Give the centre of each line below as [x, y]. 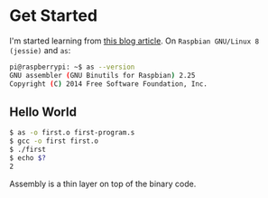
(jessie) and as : [40, 50]
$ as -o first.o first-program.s [72, 133]
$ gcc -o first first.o [54, 141]
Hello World [43, 112]
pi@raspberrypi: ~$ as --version [72, 67]
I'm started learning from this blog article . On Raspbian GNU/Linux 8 [134, 41]
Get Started [53, 16]
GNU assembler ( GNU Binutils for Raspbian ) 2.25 [102, 75]
